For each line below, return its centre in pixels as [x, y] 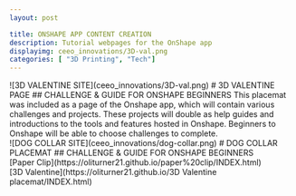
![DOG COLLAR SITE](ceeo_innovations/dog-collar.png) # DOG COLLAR [143, 143]
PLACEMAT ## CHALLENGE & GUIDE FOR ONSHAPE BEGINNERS [132, 153]
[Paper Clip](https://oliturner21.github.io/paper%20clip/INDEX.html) [136, 162]
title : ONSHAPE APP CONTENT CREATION [81, 34]
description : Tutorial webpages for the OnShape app [111, 43]
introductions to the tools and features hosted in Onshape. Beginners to [143, 124]
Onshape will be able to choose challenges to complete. [114, 133]
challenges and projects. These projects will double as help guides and [142, 114]
